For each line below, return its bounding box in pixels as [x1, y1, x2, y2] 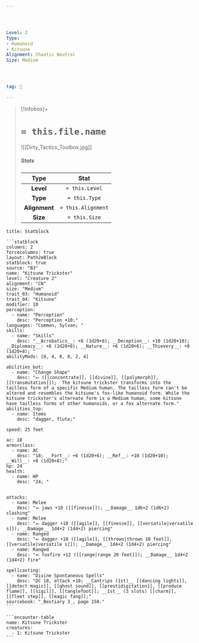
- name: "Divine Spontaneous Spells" [11, 573, 105, 579]
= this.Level [65, 185, 103, 191]
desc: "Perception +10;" [17, 317, 78, 323]
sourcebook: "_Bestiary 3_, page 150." [6, 598, 105, 605]
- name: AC [11, 448, 39, 453]
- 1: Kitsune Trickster [11, 630, 70, 636]
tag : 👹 [6, 84, 23, 90]
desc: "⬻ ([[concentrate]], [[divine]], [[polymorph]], [17, 374, 159, 380]
